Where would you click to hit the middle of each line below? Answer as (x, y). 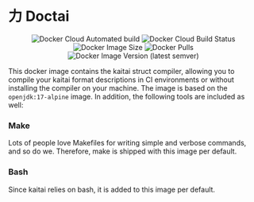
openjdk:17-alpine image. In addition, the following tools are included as (127, 96)
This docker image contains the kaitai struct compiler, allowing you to (121, 71)
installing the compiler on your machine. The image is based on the (118, 87)
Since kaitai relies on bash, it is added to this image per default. (112, 189)
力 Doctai (39, 16)
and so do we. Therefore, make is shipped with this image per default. (123, 151)
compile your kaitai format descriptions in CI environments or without (121, 80)
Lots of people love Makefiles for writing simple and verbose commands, (127, 143)
